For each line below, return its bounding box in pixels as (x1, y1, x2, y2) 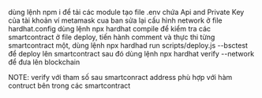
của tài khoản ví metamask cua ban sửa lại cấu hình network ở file (8, 16, 223, 25)
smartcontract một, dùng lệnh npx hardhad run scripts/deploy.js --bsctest (8, 41, 249, 50)
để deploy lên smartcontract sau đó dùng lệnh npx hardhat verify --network (8, 49, 255, 58)
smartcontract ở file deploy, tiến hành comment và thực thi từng (8, 32, 215, 42)
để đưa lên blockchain (8, 57, 80, 67)
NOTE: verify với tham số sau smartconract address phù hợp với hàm (8, 73, 233, 82)
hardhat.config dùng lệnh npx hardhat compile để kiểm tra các (8, 24, 211, 33)
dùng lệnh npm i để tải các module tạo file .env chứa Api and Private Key (8, 8, 245, 16)
